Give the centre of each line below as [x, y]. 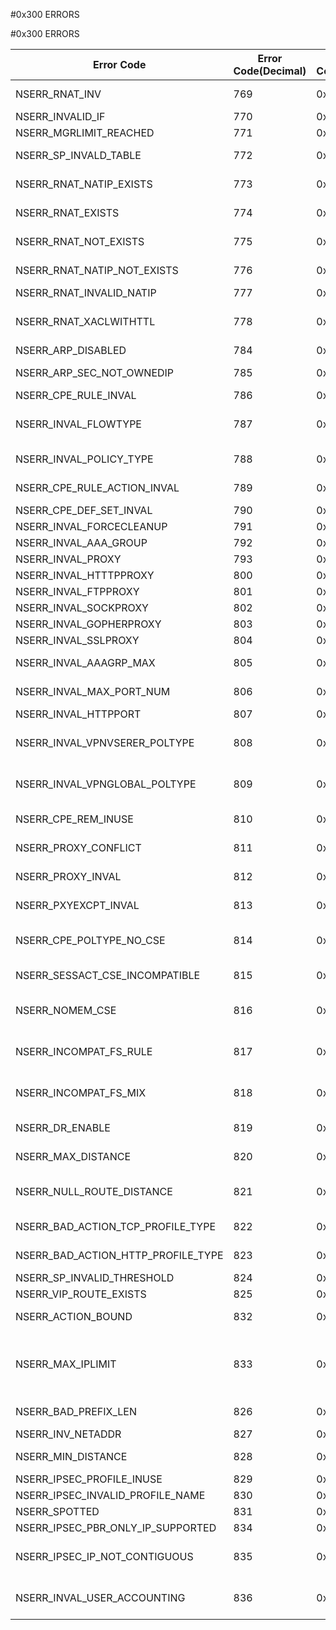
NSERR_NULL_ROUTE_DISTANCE [94, 1191]
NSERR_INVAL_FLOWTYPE [78, 424]
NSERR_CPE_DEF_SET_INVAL [84, 510]
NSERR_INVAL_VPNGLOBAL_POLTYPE [106, 784]
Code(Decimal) [270, 71]
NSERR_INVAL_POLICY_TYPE [84, 459]
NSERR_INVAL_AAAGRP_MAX [85, 662]
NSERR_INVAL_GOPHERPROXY [88, 624]
